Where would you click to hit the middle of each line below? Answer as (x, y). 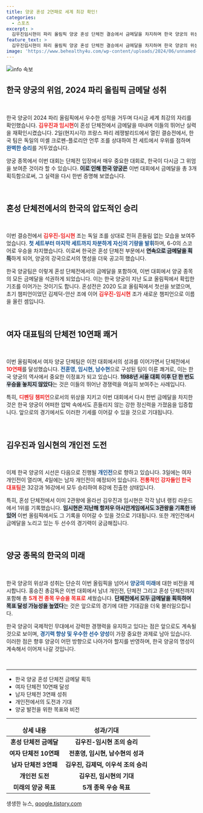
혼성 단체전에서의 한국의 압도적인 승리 (72, 208)
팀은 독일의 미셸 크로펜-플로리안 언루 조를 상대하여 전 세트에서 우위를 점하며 (101, 140)
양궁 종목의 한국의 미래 (46, 556)
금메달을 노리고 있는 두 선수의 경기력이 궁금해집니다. (67, 523)
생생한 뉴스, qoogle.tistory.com (44, 803)
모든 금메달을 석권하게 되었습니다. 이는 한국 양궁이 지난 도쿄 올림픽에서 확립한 (104, 279)
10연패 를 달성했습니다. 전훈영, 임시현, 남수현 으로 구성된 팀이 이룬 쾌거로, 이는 (97, 369)
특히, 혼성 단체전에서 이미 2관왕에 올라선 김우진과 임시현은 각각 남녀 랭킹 (92, 500)
